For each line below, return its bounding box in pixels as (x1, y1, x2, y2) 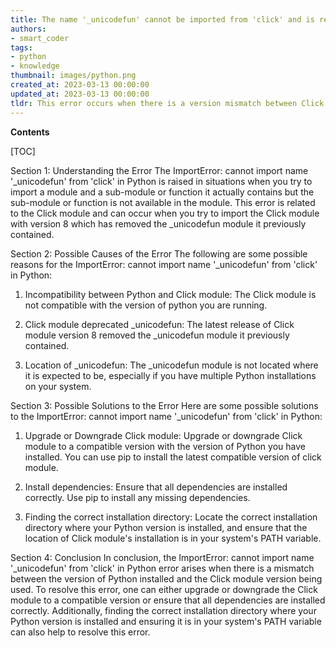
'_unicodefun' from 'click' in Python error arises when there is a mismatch (10, 562, 315, 574)
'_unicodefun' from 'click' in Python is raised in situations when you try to (10, 175, 313, 187)
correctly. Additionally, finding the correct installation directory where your (10, 604, 317, 616)
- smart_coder (10, 33, 70, 43)
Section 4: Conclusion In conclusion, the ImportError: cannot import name (10, 551, 315, 563)
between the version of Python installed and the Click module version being (10, 572, 323, 585)
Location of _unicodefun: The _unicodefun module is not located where (24, 359, 319, 371)
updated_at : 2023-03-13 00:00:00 (10, 89, 150, 99)
